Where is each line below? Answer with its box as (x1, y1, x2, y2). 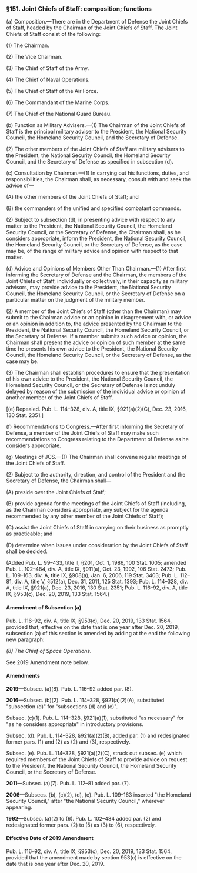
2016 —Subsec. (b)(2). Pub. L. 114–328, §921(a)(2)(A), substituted (6, 697, 165, 704)
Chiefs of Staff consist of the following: (6, 31, 101, 38)
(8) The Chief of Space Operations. (6, 647, 92, 654)
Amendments (6, 672, 40, 679)
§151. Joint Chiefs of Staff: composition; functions (6, 5, 152, 13)
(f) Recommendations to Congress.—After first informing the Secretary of (6, 423, 184, 431)
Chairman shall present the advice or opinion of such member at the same (6, 339, 186, 346)
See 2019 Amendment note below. (6, 658, 89, 666)
